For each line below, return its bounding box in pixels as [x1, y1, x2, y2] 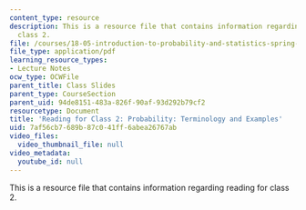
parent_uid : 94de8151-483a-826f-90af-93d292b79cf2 [9, 97, 206, 107]
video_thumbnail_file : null [17, 140, 125, 149]
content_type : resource [9, 13, 100, 23]
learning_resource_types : [9, 55, 107, 65]
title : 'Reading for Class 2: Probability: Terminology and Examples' [9, 115, 283, 124]
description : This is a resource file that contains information [9, 22, 262, 31]
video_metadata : [9, 148, 71, 157]
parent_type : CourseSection [9, 89, 117, 98]
